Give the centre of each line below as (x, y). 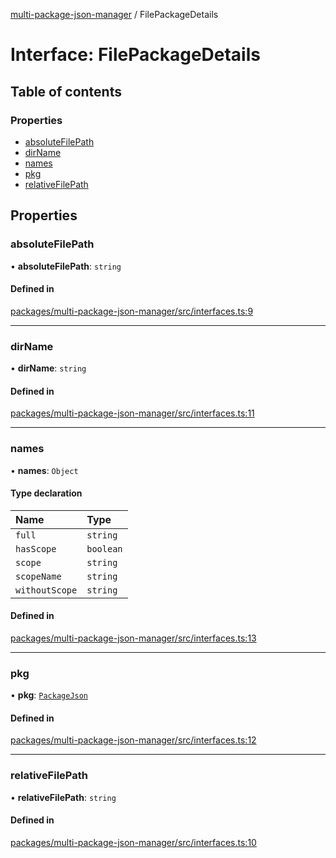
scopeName (38, 576)
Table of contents (66, 91)
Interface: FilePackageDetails (135, 55)
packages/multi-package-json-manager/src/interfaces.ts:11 (132, 413)
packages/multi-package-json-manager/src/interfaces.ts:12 (133, 740)
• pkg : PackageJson (49, 695)
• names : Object (44, 470)
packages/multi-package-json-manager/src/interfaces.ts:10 (133, 842)
